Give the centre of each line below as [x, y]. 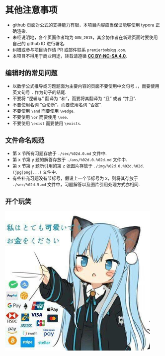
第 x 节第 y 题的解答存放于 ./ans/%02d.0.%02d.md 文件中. [70, 159]
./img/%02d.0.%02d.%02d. [119, 166]
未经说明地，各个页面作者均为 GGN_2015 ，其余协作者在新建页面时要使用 [85, 37]
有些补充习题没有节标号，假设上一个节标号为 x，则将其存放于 [75, 178]
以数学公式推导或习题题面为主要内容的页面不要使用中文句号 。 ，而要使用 [86, 86]
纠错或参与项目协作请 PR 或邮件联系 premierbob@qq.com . [69, 50]
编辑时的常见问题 [31, 73]
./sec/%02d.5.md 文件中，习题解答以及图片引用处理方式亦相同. [76, 184]
